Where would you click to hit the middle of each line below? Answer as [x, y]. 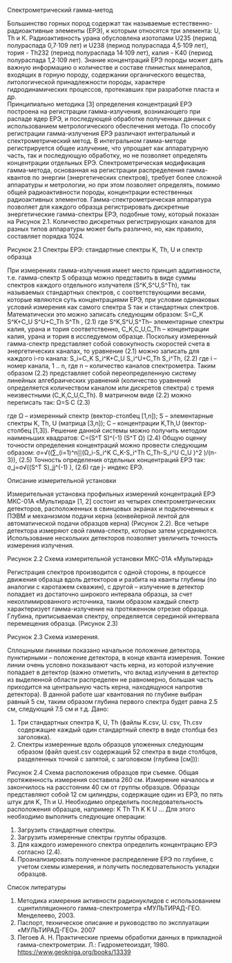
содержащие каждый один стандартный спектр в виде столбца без [117, 730]
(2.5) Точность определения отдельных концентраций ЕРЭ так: [112, 460]
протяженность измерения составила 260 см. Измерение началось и [110, 780]
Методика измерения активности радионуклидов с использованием [119, 900]
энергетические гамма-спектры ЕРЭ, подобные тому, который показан [113, 214]
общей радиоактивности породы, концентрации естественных [100, 192]
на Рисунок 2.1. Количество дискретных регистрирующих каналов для [112, 221]
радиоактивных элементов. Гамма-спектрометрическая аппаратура [109, 199]
